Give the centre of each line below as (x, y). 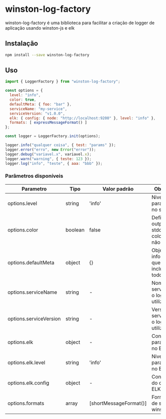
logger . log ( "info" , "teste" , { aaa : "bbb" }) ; (54, 163)
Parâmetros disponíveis (34, 176)
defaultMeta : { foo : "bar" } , (41, 104)
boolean (75, 229)
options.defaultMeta (31, 263)
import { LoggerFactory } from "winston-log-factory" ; (63, 82)
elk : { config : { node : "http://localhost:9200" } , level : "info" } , (83, 118)
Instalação (22, 44)
